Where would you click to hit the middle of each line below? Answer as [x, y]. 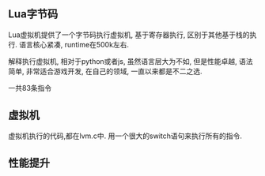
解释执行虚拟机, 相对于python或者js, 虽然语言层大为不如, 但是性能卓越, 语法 [131, 61]
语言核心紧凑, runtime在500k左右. [74, 44]
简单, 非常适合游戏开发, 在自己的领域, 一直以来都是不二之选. [105, 71]
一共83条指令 [30, 88]
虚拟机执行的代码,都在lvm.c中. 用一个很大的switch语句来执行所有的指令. [125, 136]
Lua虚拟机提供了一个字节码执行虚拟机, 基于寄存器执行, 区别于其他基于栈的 [129, 35]
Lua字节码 [33, 14]
